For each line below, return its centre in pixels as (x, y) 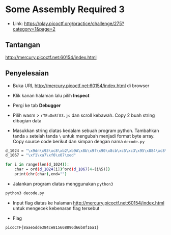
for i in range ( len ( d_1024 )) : (37, 165)
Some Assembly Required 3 (65, 9)
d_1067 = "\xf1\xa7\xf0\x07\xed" (41, 155)
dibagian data (27, 120)
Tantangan (23, 45)
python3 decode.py (25, 193)
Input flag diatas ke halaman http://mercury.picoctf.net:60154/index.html (88, 203)
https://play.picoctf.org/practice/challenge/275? (74, 23)
